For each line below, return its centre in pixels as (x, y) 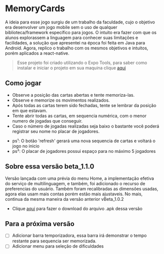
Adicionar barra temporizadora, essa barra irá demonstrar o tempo (79, 235)
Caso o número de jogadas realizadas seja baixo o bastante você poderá (86, 126)
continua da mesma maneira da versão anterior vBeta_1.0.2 (64, 199)
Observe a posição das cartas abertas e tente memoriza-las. (73, 95)
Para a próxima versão (40, 223)
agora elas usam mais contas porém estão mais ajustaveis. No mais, (74, 194)
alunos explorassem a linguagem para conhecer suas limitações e (72, 38)
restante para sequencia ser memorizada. (54, 241)
